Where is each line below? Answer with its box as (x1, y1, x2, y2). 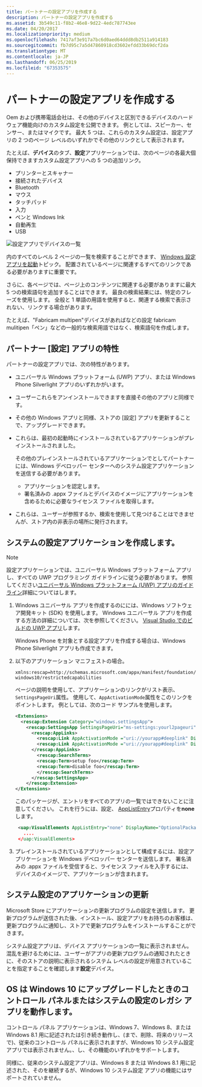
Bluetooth (14, 184, 39, 191)
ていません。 (32, 1074, 65, 1082)
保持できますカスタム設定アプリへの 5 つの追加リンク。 (6, 157, 145, 164)
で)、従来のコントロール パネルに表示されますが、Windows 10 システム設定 (6, 1039, 194, 1046)
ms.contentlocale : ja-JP (6, 54, 69, 60)
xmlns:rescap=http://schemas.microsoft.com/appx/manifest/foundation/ (14, 669, 197, 675)
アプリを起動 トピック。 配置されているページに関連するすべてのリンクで (6, 260, 186, 268)
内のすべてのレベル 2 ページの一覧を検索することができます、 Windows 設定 (6, 253, 196, 260)
